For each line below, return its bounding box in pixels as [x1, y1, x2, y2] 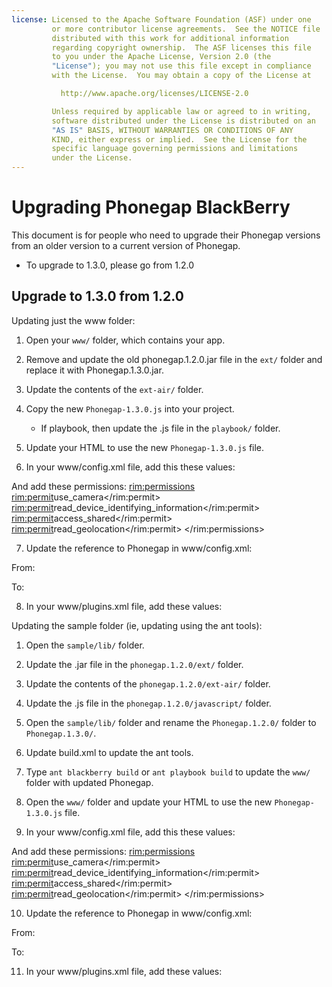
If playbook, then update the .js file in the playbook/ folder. [40, 422, 281, 434]
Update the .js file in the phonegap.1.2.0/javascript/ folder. [25, 697, 272, 709]
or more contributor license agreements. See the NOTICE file [51, 24, 321, 34]
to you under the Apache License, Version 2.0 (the [51, 52, 272, 62]
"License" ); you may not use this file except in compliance [51, 61, 312, 71]
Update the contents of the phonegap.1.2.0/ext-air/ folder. [25, 677, 271, 690]
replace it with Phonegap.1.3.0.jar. [25, 364, 164, 376]
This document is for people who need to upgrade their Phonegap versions [11, 229, 321, 241]
